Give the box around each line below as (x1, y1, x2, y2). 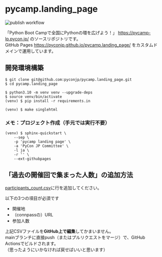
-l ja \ (14, 148, 29, 153)
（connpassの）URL (12, 211, 54, 217)
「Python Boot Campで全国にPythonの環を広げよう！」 (5, 29, 117, 35)
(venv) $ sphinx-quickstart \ (5, 131, 67, 136)
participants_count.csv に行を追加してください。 (5, 185, 102, 190)
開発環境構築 (5, 64, 44, 72)
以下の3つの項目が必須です (5, 195, 60, 201)
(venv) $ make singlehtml (5, 107, 58, 112)
